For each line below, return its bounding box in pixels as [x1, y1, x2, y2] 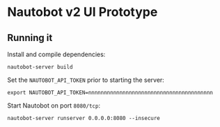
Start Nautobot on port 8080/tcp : [7, 101, 101, 110]
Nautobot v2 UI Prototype [7, 4, 158, 20]
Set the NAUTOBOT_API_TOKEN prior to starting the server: [7, 76, 165, 84]
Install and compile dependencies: [7, 50, 106, 58]
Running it [7, 32, 53, 44]
